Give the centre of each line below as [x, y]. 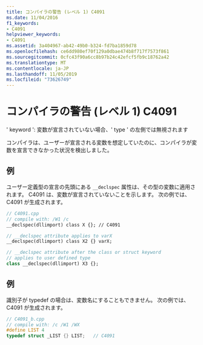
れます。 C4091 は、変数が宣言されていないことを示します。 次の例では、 [98, 194]
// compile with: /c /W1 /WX [43, 325]
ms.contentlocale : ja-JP [38, 68]
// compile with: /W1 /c [38, 219]
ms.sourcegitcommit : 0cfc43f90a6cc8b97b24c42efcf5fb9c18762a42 [88, 57]
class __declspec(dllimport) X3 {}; [52, 264]
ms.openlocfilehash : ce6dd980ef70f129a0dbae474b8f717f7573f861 [88, 52]
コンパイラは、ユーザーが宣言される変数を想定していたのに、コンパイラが [99, 143]
